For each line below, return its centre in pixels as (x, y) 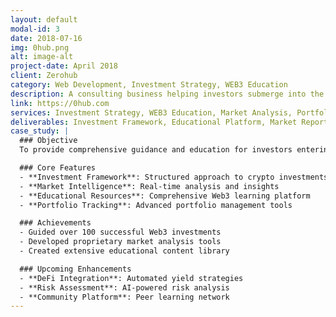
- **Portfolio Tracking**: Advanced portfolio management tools (156, 205)
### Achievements (55, 223)
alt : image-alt (42, 57)
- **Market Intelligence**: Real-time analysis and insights (149, 186)
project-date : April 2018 (64, 66)
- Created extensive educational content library (124, 251)
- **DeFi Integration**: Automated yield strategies (131, 278)
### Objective (48, 141)
